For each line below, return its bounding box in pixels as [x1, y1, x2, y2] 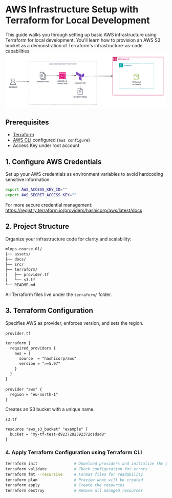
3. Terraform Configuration [5, 306, 93, 315]
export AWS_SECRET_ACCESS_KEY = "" [5, 193, 77, 198]
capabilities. [5, 48, 31, 54]
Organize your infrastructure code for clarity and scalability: [5, 235, 132, 242]
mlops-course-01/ [5, 246, 42, 251]
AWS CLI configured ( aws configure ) [12, 137, 91, 143]
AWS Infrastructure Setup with [5, 4, 139, 15]
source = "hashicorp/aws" [18, 356, 77, 361]
